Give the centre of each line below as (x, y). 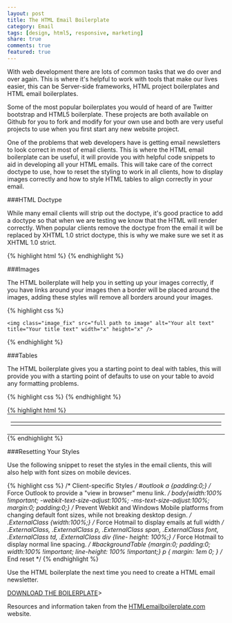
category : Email (30, 26)
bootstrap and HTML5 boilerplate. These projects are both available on (108, 114)
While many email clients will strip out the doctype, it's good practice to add (115, 213)
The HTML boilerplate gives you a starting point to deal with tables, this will (114, 368)
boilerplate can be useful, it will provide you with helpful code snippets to (111, 157)
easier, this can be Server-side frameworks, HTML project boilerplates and (113, 86)
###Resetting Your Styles (43, 451)
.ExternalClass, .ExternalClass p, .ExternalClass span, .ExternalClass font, (113, 529)
